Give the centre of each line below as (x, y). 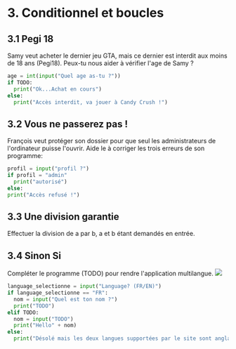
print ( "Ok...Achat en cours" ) (58, 89)
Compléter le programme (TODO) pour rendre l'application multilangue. (111, 274)
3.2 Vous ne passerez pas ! (68, 124)
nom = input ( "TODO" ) (44, 319)
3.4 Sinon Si (34, 255)
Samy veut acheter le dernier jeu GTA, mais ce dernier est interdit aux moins (117, 55)
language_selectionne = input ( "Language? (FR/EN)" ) (84, 287)
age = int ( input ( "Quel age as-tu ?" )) (64, 76)
